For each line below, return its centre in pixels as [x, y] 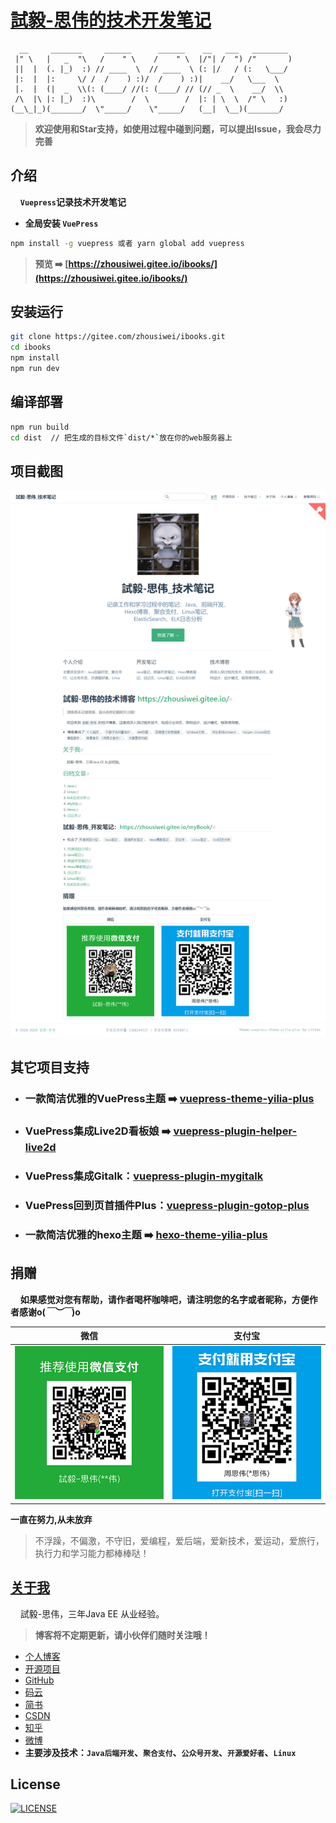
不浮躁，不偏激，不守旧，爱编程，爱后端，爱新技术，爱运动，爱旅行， [179, 1540]
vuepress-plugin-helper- [235, 1131]
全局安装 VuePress [61, 223]
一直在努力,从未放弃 [51, 1519]
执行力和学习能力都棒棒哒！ [92, 1553]
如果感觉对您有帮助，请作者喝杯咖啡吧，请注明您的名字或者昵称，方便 [164, 1299]
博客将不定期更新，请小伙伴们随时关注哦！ [122, 1635]
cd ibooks [31, 347]
